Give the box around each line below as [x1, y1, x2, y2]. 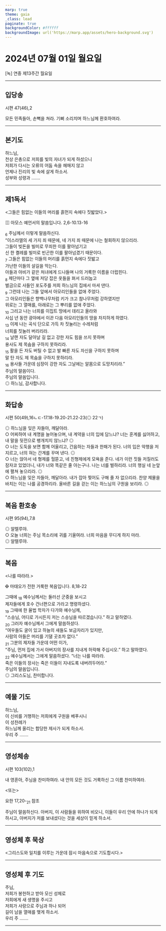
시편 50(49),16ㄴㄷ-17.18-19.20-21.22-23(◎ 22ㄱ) [5, 415, 104, 421]
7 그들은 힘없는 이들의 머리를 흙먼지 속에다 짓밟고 [5, 256, 100, 263]
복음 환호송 [5, 501, 37, 510]
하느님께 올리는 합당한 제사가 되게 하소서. [5, 725, 84, 731]
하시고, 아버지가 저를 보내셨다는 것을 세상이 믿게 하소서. [5, 815, 112, 821]
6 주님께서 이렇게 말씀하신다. [5, 230, 60, 237]
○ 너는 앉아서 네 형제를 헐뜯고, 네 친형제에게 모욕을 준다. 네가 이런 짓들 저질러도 [5, 456, 159, 462]
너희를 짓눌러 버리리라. [5, 328, 49, 334]
